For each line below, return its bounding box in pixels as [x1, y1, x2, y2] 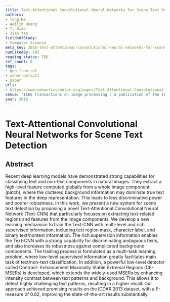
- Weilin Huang [5, 21, 37, 27]
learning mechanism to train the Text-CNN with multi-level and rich [5, 222, 145, 228]
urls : [5, 82, 17, 87]
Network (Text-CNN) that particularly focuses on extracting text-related [5, 211, 155, 217]
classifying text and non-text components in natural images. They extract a [5, 179, 162, 185]
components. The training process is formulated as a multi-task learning [5, 248, 156, 255]
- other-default [5, 73, 39, 78]
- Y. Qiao [5, 26, 26, 31]
